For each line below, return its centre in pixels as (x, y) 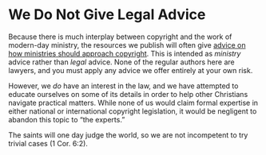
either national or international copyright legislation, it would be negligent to (133, 111)
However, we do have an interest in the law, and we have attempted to (123, 86)
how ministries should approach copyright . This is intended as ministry (125, 53)
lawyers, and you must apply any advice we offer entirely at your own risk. (131, 70)
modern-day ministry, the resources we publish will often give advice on (127, 45)
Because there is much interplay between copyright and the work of (120, 37)
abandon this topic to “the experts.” (67, 119)
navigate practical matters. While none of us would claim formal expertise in (133, 103)
